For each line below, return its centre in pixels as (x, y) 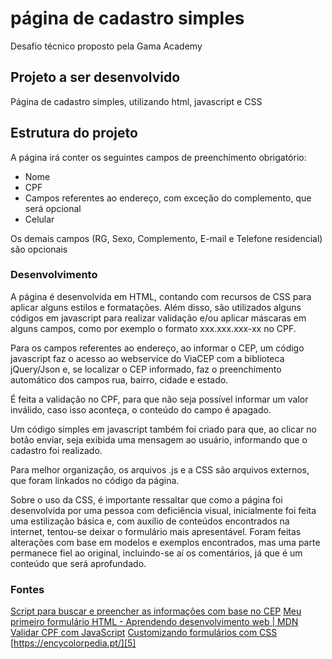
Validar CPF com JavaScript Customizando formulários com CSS (144, 633)
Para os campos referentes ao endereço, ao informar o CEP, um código (157, 348)
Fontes (27, 589)
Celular (39, 219)
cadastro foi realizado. (56, 450)
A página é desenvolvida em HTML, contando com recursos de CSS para (161, 296)
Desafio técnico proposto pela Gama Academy (106, 46)
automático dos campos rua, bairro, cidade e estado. (119, 379)
